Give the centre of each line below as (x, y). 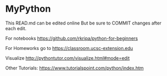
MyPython (28, 9)
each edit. (16, 28)
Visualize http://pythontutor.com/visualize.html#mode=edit (68, 58)
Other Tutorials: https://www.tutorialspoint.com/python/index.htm (75, 68)
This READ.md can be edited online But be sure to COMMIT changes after (83, 23)
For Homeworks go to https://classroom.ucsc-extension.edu (69, 48)
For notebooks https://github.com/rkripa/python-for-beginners (72, 38)
